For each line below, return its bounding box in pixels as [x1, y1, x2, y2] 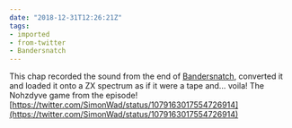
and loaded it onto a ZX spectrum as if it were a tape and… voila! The [9, 81, 265, 91]
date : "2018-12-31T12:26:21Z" [9, 13, 123, 22]
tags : [9, 21, 30, 30]
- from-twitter [9, 38, 66, 47]
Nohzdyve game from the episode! [9, 90, 138, 101]
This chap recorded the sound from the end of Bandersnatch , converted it [9, 71, 283, 81]
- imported [9, 30, 50, 38]
